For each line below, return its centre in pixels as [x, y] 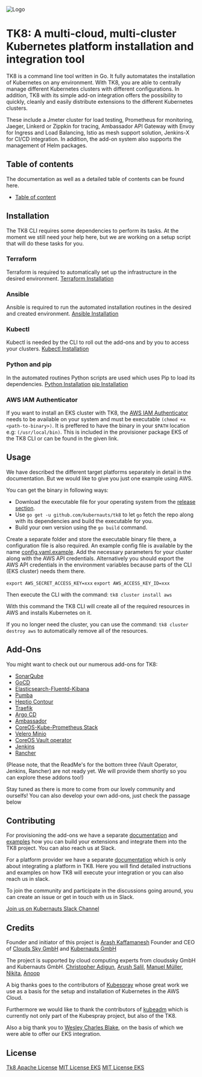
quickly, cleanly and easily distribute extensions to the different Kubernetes [100, 101]
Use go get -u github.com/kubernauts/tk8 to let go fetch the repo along [104, 514]
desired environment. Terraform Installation [60, 278]
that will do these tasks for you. [45, 243]
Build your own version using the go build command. [81, 527]
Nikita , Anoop [23, 973]
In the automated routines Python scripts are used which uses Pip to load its [101, 378]
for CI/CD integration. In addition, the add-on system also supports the [94, 139]
